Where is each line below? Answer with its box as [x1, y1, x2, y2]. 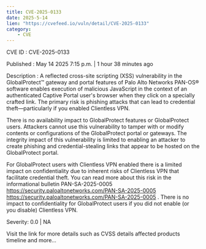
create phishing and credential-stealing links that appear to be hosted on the [6, 143, 200, 150]
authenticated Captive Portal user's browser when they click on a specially [6, 92, 195, 99]
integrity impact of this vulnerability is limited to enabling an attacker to [6, 136, 186, 144]
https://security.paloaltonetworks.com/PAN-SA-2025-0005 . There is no [6, 193, 189, 201]
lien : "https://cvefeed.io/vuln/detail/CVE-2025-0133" [6, 20, 150, 26]
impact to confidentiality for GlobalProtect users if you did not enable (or [6, 200, 189, 207]
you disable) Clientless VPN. [6, 206, 78, 214]
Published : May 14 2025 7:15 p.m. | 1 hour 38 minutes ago [6, 61, 153, 68]
